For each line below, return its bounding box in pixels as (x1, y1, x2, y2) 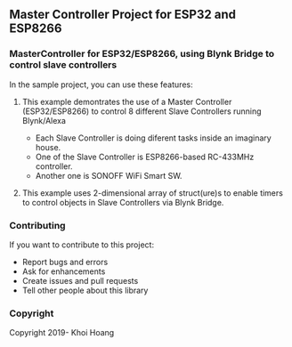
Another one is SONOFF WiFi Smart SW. (35, 170, 182, 181)
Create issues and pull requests (21, 275, 139, 286)
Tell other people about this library (21, 285, 149, 295)
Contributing (9, 219, 66, 231)
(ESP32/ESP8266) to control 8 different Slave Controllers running (21, 106, 262, 117)
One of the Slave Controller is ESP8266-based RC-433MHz (35, 151, 255, 162)
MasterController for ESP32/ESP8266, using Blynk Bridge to (9, 48, 275, 61)
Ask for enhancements (21, 266, 106, 277)
